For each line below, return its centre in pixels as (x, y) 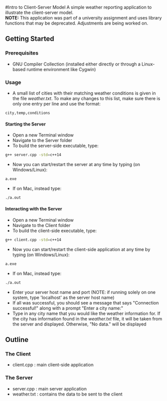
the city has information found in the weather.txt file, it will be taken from (87, 318)
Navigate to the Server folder (42, 140)
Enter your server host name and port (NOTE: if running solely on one (84, 292)
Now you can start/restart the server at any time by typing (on (76, 164)
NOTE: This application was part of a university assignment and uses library (83, 18)
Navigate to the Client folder (41, 225)
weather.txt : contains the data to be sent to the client (67, 394)
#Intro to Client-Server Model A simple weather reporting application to (78, 7)
